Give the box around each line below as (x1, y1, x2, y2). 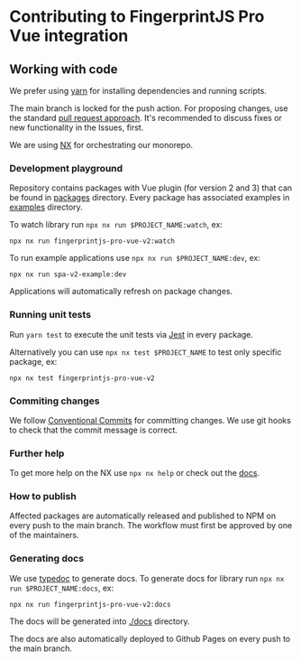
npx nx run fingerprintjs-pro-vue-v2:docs (9, 600, 171, 609)
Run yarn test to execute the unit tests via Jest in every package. (9, 329, 254, 340)
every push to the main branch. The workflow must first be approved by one (9, 520, 293, 531)
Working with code (9, 61, 119, 77)
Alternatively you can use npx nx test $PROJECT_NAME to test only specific (9, 346, 282, 358)
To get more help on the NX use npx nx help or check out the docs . (9, 468, 260, 479)
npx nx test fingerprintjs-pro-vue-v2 (9, 373, 155, 383)
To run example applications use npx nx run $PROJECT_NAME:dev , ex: (9, 253, 261, 264)
